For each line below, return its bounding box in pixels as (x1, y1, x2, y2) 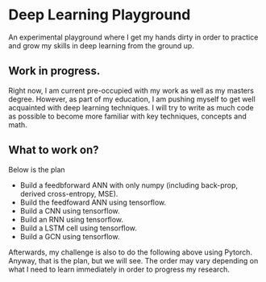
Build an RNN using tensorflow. (19, 214, 123, 224)
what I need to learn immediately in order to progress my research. (8, 264, 230, 274)
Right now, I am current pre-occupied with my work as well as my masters (8, 85, 254, 95)
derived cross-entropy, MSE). (19, 189, 118, 198)
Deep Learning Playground (8, 6, 191, 24)
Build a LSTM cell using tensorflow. (19, 223, 137, 233)
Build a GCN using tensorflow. (19, 231, 120, 241)
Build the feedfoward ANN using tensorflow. (19, 197, 167, 207)
